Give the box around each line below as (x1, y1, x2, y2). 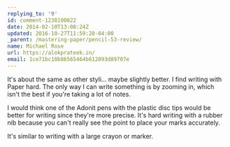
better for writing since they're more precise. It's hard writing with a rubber (7, 111, 223, 119)
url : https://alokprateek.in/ (7, 50, 96, 57)
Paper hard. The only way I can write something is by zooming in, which (7, 82, 215, 91)
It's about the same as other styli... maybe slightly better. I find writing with (7, 75, 222, 83)
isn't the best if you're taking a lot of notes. (7, 90, 131, 98)
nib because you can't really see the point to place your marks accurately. (7, 118, 220, 127)
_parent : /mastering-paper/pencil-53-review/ (7, 36, 142, 43)
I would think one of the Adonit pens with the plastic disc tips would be (7, 103, 211, 112)
